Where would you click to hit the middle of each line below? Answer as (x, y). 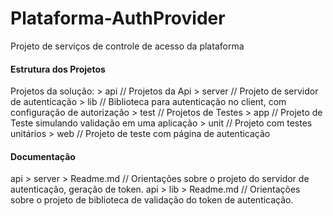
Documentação (43, 156)
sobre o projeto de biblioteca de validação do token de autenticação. (152, 200)
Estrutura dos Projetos (58, 69)
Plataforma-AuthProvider (118, 18)
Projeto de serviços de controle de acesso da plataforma (127, 46)
